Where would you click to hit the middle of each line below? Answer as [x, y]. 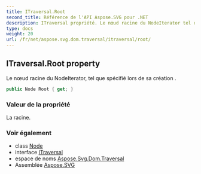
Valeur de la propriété [38, 104]
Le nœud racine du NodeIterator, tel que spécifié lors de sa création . [91, 78]
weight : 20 [20, 34]
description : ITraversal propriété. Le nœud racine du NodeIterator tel [99, 23]
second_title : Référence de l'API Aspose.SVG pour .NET [77, 17]
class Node [29, 146]
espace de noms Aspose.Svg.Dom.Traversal [69, 158]
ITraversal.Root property [53, 64]
